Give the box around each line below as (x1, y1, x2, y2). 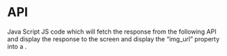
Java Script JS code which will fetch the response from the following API (7, 27, 217, 36)
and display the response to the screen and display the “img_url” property (7, 34, 220, 43)
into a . (7, 42, 27, 50)
